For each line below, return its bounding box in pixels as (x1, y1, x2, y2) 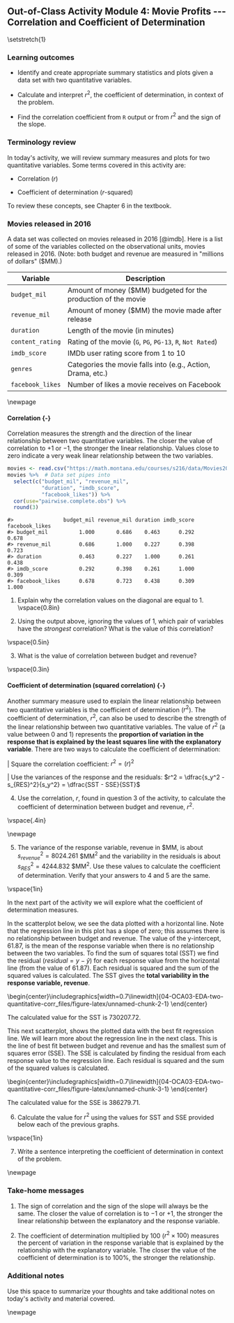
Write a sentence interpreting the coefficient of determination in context (17, 1148, 224, 1156)
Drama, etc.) (67, 368, 108, 378)
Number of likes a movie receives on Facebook (67, 380, 221, 390)
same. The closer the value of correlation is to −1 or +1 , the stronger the (17, 1209, 223, 1217)
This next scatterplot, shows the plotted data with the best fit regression (7, 1027, 214, 1035)
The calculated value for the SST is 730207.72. (7, 1013, 141, 1021)
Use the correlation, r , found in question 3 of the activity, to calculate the (17, 794, 226, 802)
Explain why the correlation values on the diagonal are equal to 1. (17, 596, 204, 605)
